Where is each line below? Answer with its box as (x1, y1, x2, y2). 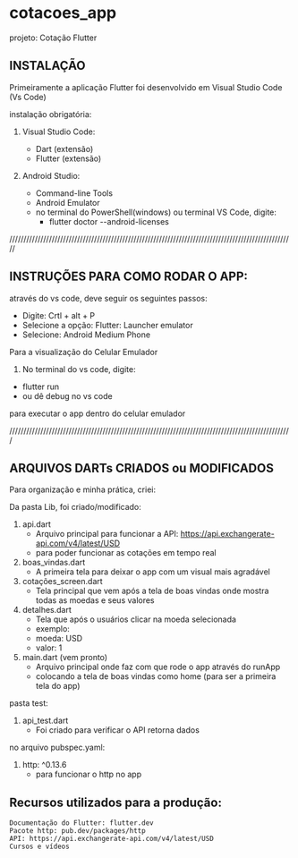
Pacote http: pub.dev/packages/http (9, 827, 146, 836)
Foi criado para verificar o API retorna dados (35, 725, 200, 735)
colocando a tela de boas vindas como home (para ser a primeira (35, 671, 277, 682)
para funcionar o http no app (35, 769, 141, 780)
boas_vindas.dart (21, 557, 86, 568)
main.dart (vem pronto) (21, 652, 108, 663)
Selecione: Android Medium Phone (21, 329, 150, 340)
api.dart (21, 519, 52, 530)
